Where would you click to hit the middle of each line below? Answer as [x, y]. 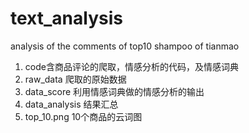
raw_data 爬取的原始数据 [75, 79]
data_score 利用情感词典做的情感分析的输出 [114, 91]
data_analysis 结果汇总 [71, 104]
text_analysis [66, 18]
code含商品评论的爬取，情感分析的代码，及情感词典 [131, 66]
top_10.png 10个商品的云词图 [83, 116]
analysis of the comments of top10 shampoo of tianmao [125, 46]
